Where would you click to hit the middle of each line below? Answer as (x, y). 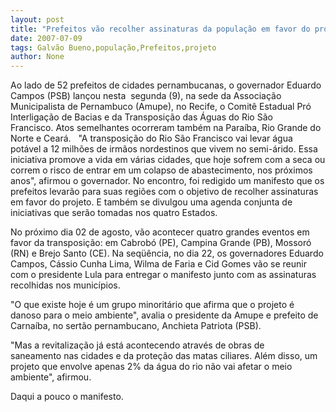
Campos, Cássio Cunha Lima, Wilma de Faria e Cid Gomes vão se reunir (158, 264)
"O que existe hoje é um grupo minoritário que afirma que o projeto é (152, 305)
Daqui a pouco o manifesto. (67, 397)
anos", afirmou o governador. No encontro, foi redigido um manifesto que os (167, 181)
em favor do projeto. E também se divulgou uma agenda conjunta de (151, 202)
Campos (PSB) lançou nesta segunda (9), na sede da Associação (146, 96)
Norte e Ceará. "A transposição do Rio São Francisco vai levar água (151, 138)
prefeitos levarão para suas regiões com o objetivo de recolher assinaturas (164, 192)
